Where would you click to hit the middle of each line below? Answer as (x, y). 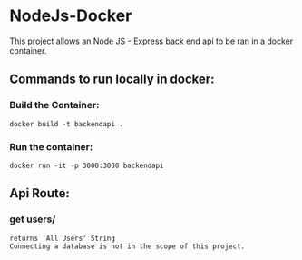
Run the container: (51, 146)
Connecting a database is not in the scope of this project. (127, 246)
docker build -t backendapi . (67, 124)
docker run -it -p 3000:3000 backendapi (87, 165)
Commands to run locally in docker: (112, 80)
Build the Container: (54, 105)
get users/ (33, 219)
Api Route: (40, 193)
